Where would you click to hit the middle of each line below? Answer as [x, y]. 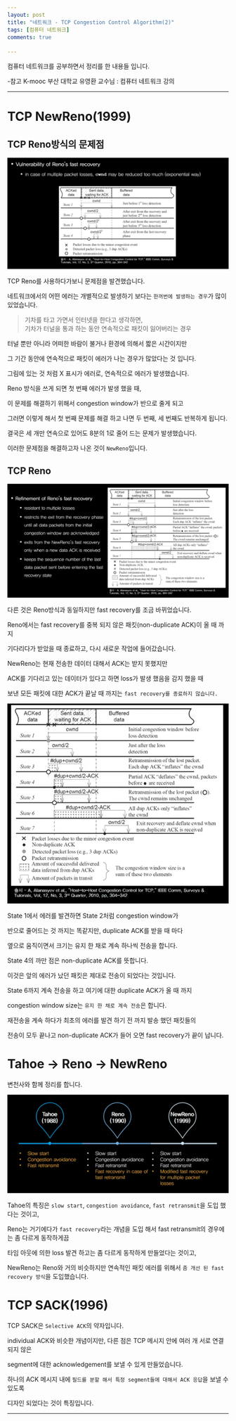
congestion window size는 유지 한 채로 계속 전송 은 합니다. [87, 1005]
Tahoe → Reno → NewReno [87, 1064]
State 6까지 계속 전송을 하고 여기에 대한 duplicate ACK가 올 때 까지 [100, 991]
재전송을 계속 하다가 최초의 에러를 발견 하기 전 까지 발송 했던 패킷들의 [102, 1020]
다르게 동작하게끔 [46, 1237]
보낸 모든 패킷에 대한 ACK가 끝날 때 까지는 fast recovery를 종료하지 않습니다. [113, 693]
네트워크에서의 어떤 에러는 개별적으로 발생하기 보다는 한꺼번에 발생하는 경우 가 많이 [117, 296]
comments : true [29, 37]
